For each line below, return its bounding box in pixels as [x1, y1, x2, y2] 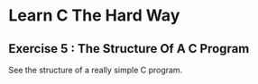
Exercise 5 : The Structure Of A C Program [8, 41, 250, 56]
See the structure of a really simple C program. [8, 64, 183, 75]
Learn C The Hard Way [8, 5, 180, 26]
